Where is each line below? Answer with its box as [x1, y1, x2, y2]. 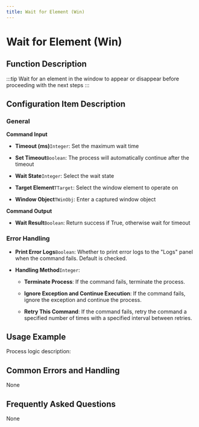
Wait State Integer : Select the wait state [14, 172, 115, 180]
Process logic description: [6, 348, 71, 355]
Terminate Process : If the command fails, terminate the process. [24, 278, 186, 285]
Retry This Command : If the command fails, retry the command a [24, 308, 187, 315]
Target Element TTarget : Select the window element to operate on [14, 184, 178, 191]
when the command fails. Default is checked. [14, 255, 128, 262]
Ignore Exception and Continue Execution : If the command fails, [24, 290, 186, 297]
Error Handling [6, 234, 50, 243]
